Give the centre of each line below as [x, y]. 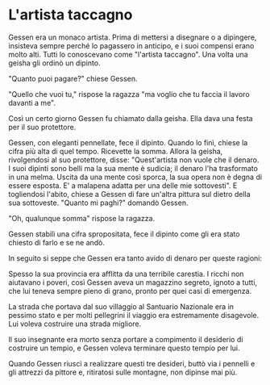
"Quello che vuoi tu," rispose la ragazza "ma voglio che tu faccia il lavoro [129, 94]
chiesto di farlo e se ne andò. [57, 242]
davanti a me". [32, 103]
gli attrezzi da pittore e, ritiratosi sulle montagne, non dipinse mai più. [123, 372]
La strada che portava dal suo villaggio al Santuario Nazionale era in [121, 306]
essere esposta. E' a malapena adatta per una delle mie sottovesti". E [123, 185]
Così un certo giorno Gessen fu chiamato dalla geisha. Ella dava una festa [131, 118]
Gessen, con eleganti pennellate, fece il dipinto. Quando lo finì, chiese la [128, 142]
